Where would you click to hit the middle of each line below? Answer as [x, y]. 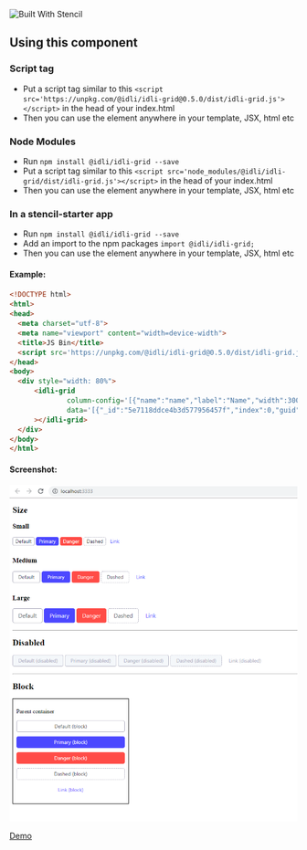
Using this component [74, 42]
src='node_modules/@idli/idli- [227, 172]
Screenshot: [33, 469]
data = [78, 410]
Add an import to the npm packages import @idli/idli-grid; [138, 244]
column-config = [96, 401]
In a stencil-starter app [62, 214]
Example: [28, 274]
